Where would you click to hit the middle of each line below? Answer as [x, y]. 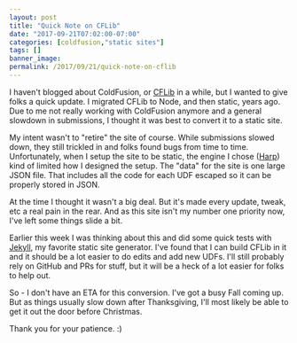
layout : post [33, 17]
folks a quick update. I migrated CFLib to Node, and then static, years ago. [145, 101]
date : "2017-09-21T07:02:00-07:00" [75, 34]
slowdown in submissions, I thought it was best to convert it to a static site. [146, 120]
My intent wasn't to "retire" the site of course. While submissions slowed [142, 137]
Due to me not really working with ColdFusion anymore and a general [136, 111]
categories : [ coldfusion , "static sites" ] [87, 42]
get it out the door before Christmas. [76, 311]
